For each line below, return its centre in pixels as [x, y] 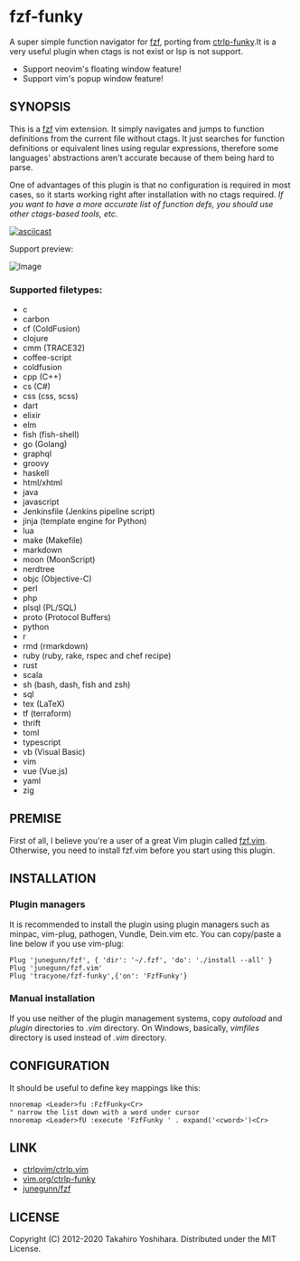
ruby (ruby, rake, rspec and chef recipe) [97, 656]
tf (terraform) [47, 713]
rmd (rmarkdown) [55, 646]
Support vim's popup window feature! [93, 78]
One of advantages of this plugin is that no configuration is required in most [150, 185]
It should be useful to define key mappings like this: [105, 1087]
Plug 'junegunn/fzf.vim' [56, 968]
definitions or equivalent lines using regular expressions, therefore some [144, 148]
